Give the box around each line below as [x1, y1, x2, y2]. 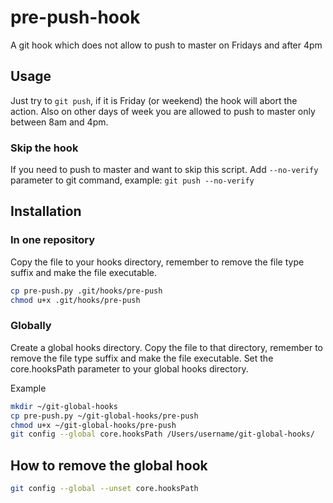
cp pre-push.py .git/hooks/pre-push [10, 286, 163, 296]
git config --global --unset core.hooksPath [10, 484, 199, 494]
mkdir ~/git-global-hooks [10, 401, 118, 411]
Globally [10, 319, 52, 333]
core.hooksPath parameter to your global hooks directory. [10, 362, 249, 375]
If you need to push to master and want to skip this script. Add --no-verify [10, 164, 319, 176]
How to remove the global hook [10, 457, 208, 474]
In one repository [10, 233, 96, 247]
